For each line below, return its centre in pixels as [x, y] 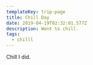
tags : [13, 34]
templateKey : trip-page [36, 12]
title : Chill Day [28, 17]
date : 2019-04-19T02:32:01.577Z [46, 23]
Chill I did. [19, 57]
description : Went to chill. [43, 29]
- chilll [22, 40]
